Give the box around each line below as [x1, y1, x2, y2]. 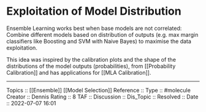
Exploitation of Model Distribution [6, 4, 182, 18]
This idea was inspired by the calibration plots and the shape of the [6, 56, 177, 63]
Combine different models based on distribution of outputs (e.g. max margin [6, 31, 199, 38]
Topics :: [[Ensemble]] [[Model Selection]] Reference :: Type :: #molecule [6, 86, 191, 94]
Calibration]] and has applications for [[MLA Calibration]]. [6, 69, 151, 76]
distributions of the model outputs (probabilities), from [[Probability [6, 62, 176, 70]
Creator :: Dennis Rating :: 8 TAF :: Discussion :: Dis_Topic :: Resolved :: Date [6, 93, 199, 100]
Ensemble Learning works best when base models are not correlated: [6, 24, 182, 32]
